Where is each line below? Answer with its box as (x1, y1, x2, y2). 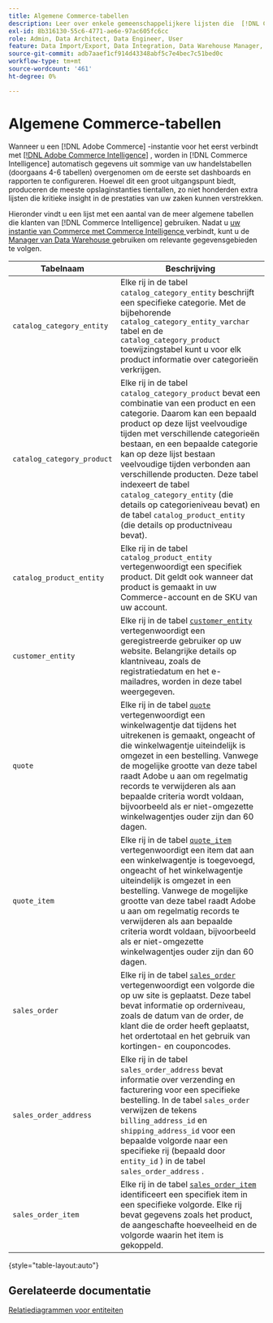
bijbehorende (120, 306, 171, 318)
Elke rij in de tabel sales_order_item (120, 1178, 257, 1190)
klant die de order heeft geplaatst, (120, 1020, 249, 1031)
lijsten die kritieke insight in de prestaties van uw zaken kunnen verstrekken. (8, 193, 264, 203)
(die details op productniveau (120, 519, 233, 531)
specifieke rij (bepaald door (120, 1145, 226, 1156)
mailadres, (120, 675, 160, 687)
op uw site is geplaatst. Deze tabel (120, 989, 251, 1000)
